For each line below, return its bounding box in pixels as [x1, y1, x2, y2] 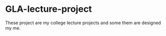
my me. [5, 25, 21, 31]
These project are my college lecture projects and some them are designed [5, 20, 161, 26]
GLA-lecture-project [5, 3, 92, 15]
